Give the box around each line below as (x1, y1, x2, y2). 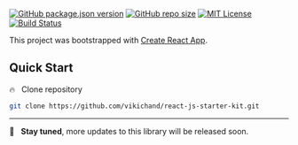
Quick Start (9, 60, 74, 75)
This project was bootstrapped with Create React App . (9, 35, 208, 45)
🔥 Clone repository (9, 84, 82, 95)
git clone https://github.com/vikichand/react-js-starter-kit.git (9, 102, 260, 111)
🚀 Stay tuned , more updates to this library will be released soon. (9, 126, 249, 136)
